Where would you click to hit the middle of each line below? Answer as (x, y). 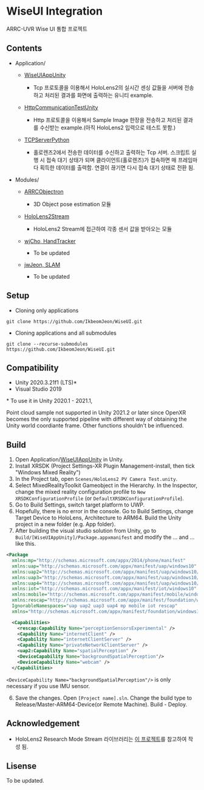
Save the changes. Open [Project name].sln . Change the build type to (104, 698)
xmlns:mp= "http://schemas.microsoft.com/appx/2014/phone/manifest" (99, 561)
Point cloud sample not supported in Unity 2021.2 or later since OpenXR (96, 413)
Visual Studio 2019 (38, 389)
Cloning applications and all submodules (66, 333)
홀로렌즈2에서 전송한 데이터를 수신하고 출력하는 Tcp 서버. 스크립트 (111, 152)
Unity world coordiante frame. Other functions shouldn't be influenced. (95, 425)
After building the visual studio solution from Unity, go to (86, 531)
